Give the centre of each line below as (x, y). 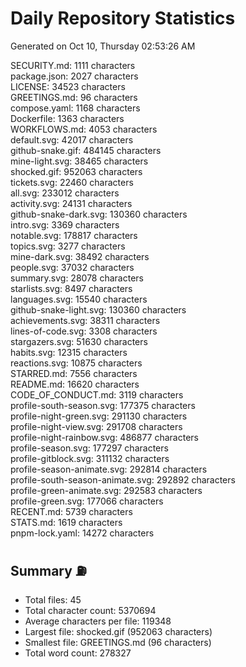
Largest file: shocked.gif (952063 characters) (118, 631)
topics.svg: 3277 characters (68, 246)
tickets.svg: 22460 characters (72, 182)
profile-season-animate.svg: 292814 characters (109, 469)
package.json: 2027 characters (74, 76)
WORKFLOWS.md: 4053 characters (84, 129)
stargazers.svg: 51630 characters (79, 341)
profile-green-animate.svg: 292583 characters (106, 490)
